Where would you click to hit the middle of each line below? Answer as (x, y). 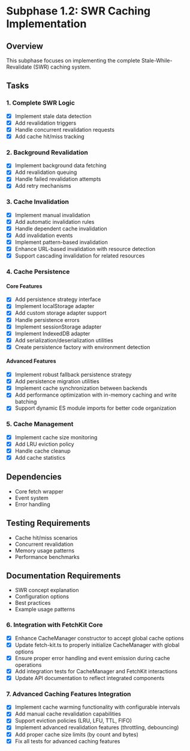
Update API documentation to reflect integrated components (90, 678)
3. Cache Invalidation (38, 202)
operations (28, 665)
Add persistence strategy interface (58, 300)
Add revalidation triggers (46, 123)
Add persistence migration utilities (57, 382)
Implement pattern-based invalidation (61, 243)
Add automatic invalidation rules (55, 221)
